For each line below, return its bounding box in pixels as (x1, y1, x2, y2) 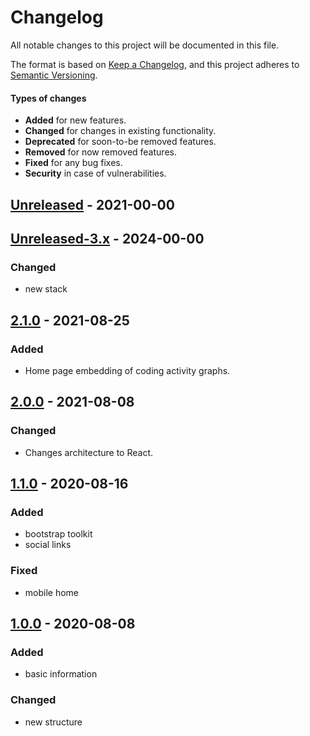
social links (24, 539, 72, 551)
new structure (24, 716, 83, 728)
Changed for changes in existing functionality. (24, 125, 217, 137)
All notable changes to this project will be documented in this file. (10, 39, 280, 51)
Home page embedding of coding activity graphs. (24, 364, 231, 376)
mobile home (24, 586, 80, 598)
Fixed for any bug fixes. (24, 157, 123, 169)
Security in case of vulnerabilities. (24, 167, 167, 180)
